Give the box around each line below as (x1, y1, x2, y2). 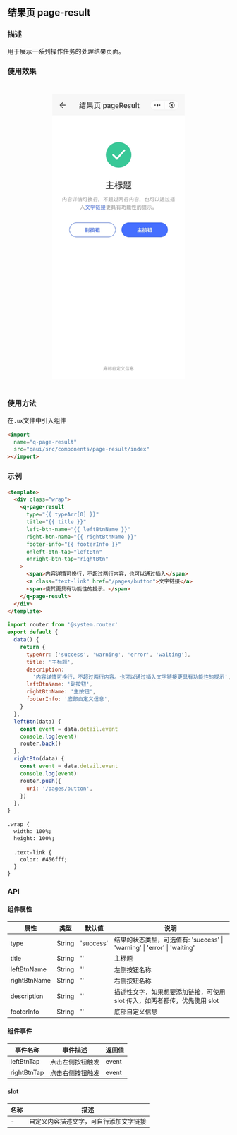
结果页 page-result (7, 6, 91, 19)
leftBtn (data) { (13, 718, 61, 725)
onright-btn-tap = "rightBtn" (25, 556, 109, 563)
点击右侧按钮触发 (49, 1068, 100, 1077)
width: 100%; (13, 828, 52, 835)
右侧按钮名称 (114, 976, 152, 985)
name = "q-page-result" (13, 438, 78, 446)
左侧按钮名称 (114, 965, 152, 973)
